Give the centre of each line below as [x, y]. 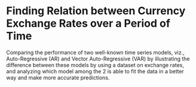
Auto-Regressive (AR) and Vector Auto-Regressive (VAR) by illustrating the [98, 59]
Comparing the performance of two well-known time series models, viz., [95, 52]
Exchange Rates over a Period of [88, 23]
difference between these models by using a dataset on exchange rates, [95, 65]
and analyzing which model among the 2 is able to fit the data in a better [95, 71]
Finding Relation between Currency [96, 11]
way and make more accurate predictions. [58, 78]
